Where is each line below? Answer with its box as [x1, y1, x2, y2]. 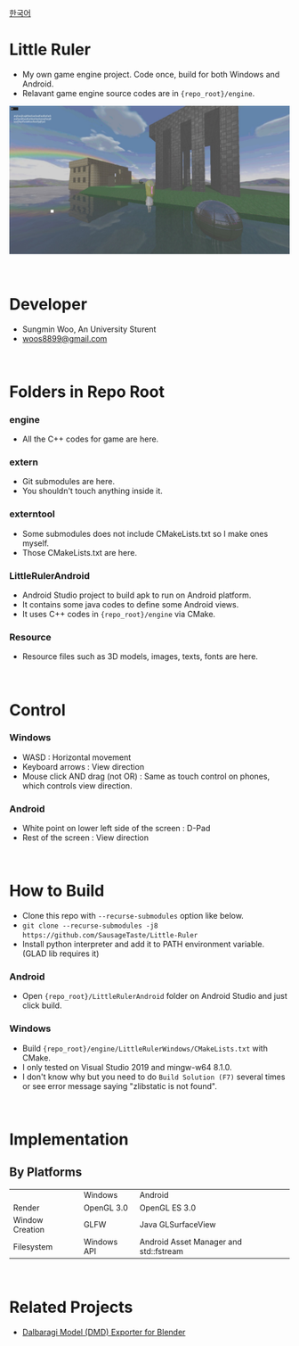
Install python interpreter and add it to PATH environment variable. [21, 939, 265, 950]
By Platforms [9, 1165, 83, 1180]
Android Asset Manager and [139, 1236, 243, 1247]
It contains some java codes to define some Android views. [21, 599, 239, 610]
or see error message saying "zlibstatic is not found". [21, 1080, 218, 1091]
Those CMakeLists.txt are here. [21, 547, 138, 557]
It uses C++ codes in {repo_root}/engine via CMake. [21, 609, 216, 620]
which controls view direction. [21, 780, 133, 791]
